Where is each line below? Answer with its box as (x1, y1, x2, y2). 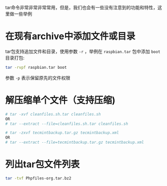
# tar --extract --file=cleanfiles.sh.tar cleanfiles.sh (5, 121, 128, 126)
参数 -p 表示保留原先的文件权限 (5, 74, 71, 81)
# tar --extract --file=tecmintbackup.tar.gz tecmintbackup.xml (5, 140, 144, 145)
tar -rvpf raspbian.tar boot (5, 65, 67, 70)
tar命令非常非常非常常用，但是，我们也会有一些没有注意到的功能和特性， (5, 5, 158, 10)
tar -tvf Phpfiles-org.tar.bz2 (5, 175, 72, 181)
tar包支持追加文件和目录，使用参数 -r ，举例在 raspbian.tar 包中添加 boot (5, 48, 161, 55)
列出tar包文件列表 (5, 158, 80, 170)
